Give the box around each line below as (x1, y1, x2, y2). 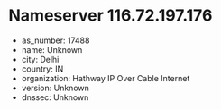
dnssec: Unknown (21, 91, 89, 103)
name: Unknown (21, 44, 83, 55)
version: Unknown (21, 82, 89, 93)
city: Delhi (21, 54, 60, 64)
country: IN (21, 63, 64, 74)
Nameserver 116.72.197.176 (8, 5, 213, 26)
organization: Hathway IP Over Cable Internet (21, 72, 190, 83)
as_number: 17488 (21, 35, 90, 46)
